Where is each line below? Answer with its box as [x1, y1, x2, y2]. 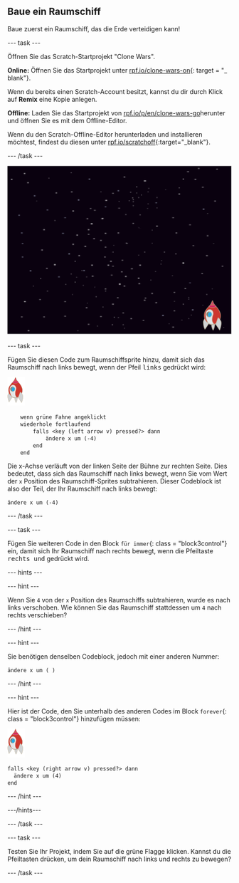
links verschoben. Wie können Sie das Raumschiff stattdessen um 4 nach [7, 603, 222, 612]
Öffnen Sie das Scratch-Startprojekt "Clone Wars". [7, 52, 155, 61]
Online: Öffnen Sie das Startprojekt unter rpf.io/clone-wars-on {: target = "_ [7, 66, 228, 74]
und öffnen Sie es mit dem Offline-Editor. [7, 116, 127, 125]
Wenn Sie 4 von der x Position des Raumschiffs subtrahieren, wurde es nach [7, 596, 231, 605]
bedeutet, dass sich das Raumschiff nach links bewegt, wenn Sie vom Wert [7, 469, 228, 478]
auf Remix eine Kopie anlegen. [7, 95, 97, 103]
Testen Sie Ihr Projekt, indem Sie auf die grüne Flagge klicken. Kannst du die [7, 847, 231, 856]
